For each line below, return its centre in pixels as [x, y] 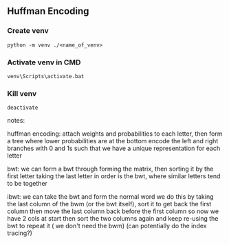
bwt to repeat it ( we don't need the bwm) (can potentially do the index [107, 226]
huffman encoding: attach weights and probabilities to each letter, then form [115, 134]
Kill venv [22, 93]
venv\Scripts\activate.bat [46, 76]
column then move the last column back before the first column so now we [113, 211]
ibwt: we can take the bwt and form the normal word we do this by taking [110, 197]
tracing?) [20, 233]
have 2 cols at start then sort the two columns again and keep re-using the [113, 219]
